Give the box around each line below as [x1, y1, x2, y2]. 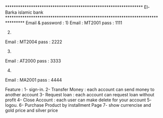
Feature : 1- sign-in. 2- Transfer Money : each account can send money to [5, 87, 155, 92]
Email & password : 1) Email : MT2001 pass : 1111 [26, 20, 123, 26]
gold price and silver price [5, 108, 58, 113]
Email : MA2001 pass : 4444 [5, 77, 62, 83]
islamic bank [18, 9, 44, 15]
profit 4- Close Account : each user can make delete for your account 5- [5, 97, 152, 103]
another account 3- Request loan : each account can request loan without [5, 92, 155, 97]
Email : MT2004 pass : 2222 [5, 39, 62, 45]
